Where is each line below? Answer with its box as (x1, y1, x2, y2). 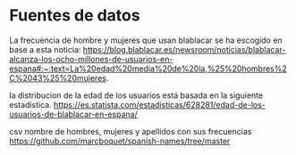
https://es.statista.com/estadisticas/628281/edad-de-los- (53, 99, 266, 110)
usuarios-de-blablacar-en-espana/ (9, 109, 138, 119)
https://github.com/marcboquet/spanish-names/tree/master (9, 135, 231, 146)
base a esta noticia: (9, 44, 81, 54)
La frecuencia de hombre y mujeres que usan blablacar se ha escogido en (9, 35, 283, 45)
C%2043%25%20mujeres (9, 72, 107, 83)
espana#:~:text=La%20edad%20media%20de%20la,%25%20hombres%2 (9, 63, 288, 74)
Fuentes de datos (9, 5, 140, 26)
